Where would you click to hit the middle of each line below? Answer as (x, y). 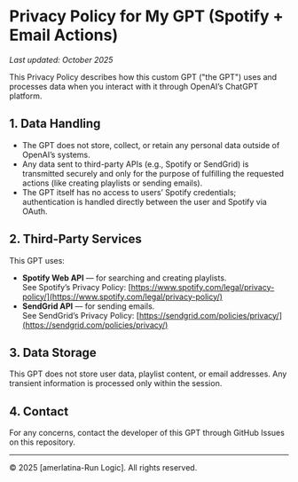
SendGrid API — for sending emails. (88, 306)
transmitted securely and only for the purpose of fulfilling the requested (153, 173)
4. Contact (39, 411)
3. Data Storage (53, 352)
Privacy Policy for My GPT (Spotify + (146, 16)
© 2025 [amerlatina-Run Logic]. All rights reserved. (103, 468)
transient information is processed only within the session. (116, 383)
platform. (26, 96)
